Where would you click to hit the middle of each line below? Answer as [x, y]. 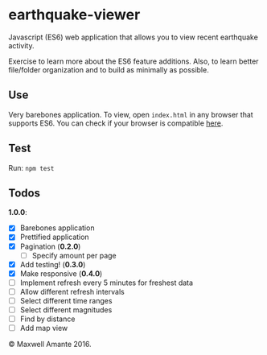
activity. [21, 45]
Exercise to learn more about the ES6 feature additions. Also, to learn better [133, 61]
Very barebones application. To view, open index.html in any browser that [131, 114]
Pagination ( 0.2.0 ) [50, 246]
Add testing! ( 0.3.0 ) [53, 264]
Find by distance [47, 319]
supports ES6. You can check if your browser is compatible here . [116, 123]
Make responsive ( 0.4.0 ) [61, 273]
